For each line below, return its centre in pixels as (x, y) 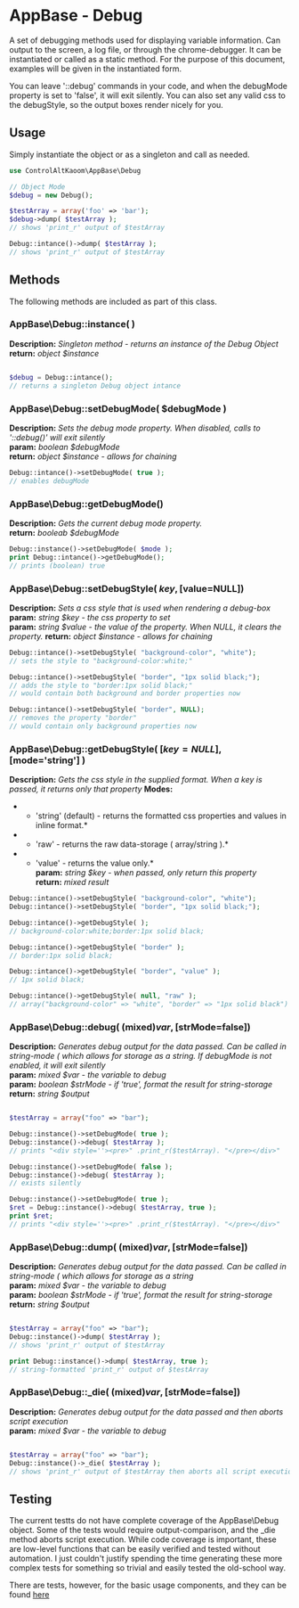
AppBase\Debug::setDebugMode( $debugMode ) (118, 408)
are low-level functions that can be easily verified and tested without (135, 1549)
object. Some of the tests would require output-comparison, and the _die (142, 1530)
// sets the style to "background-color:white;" (101, 660)
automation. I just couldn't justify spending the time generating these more (146, 1559)
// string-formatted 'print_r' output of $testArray (109, 1369)
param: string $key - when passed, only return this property (146, 873)
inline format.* (61, 825)
